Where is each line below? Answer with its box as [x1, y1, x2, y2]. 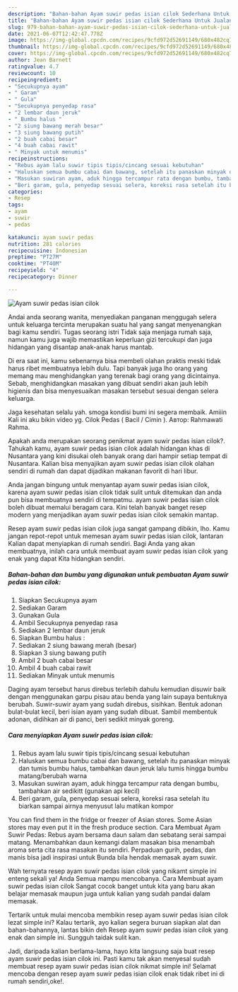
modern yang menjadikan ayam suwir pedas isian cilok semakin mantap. [8, 511, 219, 519]
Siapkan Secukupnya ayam [18, 595, 97, 604]
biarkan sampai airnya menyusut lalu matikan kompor [18, 802, 174, 810]
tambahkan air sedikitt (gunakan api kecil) [18, 787, 141, 795]
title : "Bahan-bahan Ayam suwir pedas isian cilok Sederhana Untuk [8, 17, 211, 24]
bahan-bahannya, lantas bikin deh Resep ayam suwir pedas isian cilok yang [8, 925, 228, 934]
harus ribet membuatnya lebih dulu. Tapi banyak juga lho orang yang [8, 364, 208, 372]
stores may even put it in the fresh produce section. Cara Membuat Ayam [8, 823, 221, 831]
